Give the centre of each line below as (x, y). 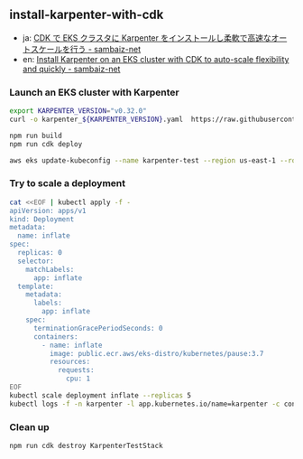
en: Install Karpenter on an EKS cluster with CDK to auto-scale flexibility (156, 59)
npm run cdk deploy (46, 144)
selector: (36, 261)
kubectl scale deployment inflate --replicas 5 (101, 395)
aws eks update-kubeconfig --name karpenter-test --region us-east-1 (143, 160)
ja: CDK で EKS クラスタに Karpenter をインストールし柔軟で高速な (147, 37)
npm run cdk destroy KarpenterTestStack (87, 445)
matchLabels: (50, 269)
